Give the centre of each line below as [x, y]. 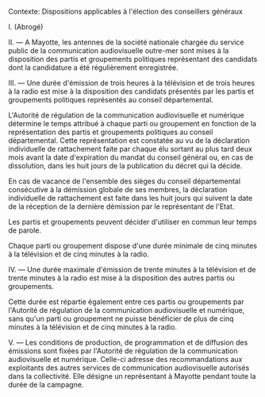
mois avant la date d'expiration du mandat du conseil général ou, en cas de [131, 157]
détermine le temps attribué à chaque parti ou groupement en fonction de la [132, 123]
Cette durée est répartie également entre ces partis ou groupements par [126, 302]
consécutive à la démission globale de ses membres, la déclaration [118, 189]
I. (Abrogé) [26, 27]
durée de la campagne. [46, 385]
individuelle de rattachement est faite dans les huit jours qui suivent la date [131, 198]
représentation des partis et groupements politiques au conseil [111, 132]
